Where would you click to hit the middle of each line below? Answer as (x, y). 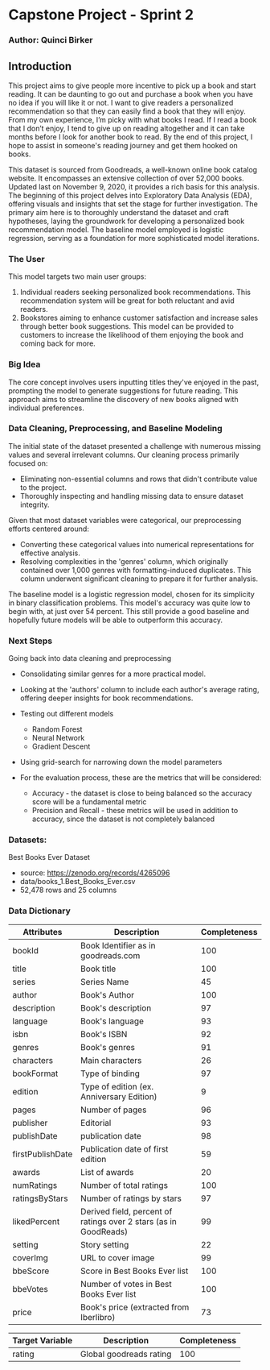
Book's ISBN (104, 1034)
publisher (30, 1123)
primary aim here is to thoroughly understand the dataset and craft (119, 212)
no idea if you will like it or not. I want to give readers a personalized (121, 102)
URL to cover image (117, 1257)
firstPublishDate (43, 1154)
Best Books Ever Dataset (49, 857)
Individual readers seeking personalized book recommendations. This (135, 293)
